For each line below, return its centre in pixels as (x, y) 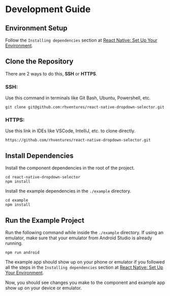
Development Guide (48, 9)
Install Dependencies (39, 156)
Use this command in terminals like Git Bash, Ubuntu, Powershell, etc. (78, 98)
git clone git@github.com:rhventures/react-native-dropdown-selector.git (85, 107)
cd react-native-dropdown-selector (43, 177)
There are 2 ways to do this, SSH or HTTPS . (51, 73)
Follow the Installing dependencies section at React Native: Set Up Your (81, 40)
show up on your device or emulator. (44, 288)
